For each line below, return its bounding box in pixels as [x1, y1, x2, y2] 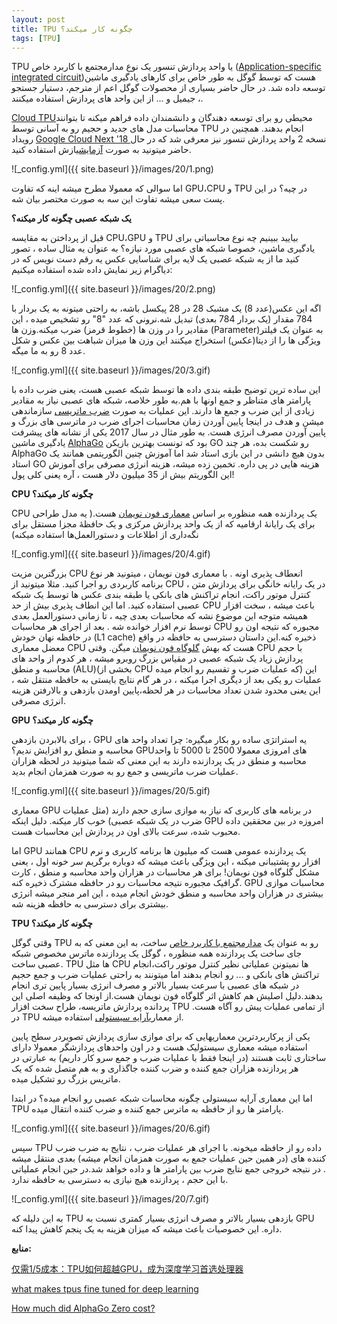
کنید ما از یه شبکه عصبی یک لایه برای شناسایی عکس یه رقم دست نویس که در [11, 253, 300, 265]
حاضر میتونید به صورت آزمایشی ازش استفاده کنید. [11, 144, 192, 156]
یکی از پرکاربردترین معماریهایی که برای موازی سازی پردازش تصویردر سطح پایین [11, 1031, 311, 1043]
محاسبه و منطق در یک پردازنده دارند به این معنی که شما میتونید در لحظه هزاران [11, 755, 307, 767]
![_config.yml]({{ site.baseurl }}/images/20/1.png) [11, 163, 214, 175]
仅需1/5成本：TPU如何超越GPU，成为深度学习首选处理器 [11, 1263, 244, 1275]
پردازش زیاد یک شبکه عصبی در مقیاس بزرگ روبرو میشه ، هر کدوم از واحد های [11, 652, 304, 665]
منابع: [11, 1242, 33, 1255]
